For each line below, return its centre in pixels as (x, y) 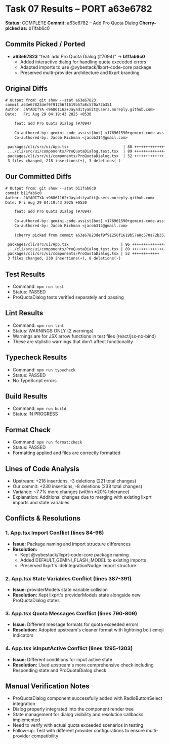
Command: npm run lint (38, 325)
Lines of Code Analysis (42, 469)
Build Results (26, 396)
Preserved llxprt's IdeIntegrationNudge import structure (78, 565)
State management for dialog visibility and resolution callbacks (78, 715)
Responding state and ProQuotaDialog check (59, 670)
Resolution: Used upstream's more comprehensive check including (83, 665)
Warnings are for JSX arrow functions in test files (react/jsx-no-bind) (84, 336)
